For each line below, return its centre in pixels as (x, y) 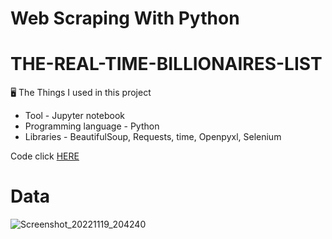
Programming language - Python (92, 126)
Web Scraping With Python (125, 18)
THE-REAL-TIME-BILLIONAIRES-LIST (166, 64)
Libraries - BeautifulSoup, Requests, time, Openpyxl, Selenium (153, 137)
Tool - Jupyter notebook (75, 116)
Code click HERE (45, 156)
